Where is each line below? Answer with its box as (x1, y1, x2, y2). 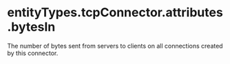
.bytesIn (7, 19, 56, 35)
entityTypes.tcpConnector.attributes (7, 5, 224, 20)
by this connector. (7, 49, 59, 57)
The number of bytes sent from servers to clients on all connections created (7, 42, 223, 50)
